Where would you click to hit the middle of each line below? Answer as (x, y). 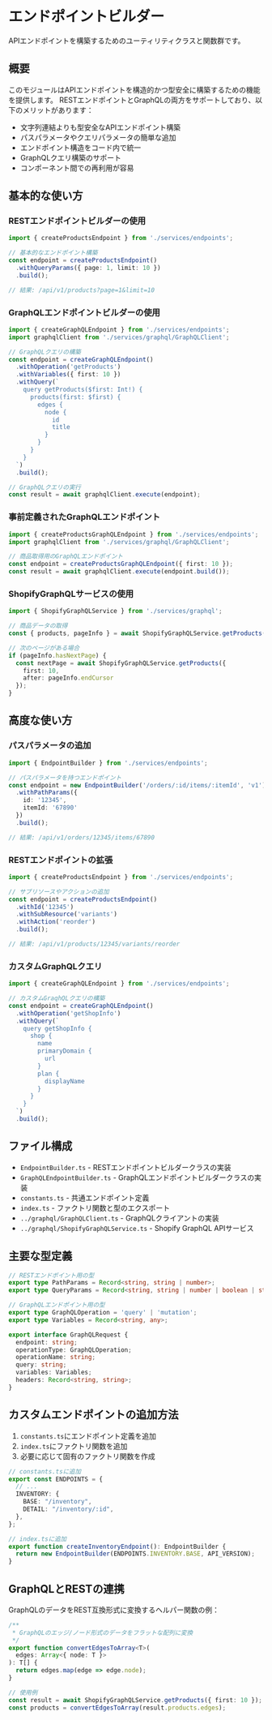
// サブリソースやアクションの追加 (59, 892)
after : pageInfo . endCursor (68, 678)
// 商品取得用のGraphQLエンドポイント (66, 556)
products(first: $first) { (75, 397)
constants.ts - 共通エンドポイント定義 (85, 1198)
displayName (64, 1081)
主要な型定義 (40, 1257)
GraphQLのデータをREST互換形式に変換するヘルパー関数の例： (114, 1610)
